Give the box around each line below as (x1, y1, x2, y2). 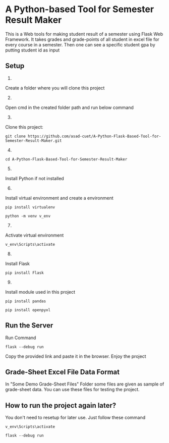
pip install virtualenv (5, 204, 55, 210)
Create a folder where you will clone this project (5, 85, 105, 91)
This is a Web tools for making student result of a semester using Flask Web (5, 31, 163, 37)
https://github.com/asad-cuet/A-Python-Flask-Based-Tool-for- (27, 134, 161, 139)
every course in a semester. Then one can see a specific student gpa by (5, 41, 155, 47)
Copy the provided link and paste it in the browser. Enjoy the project (5, 353, 146, 359)
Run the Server (5, 321, 53, 330)
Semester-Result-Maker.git (5, 138, 62, 143)
